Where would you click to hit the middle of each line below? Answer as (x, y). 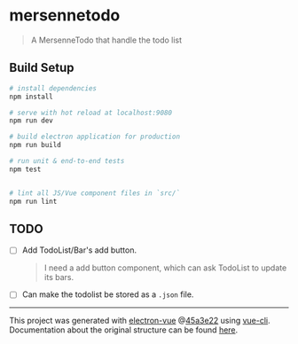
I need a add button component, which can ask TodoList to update (165, 268)
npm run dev (31, 121)
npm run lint (33, 201)
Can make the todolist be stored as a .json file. (108, 294)
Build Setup (42, 68)
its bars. (59, 278)
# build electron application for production (94, 137)
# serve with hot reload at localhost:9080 (91, 113)
